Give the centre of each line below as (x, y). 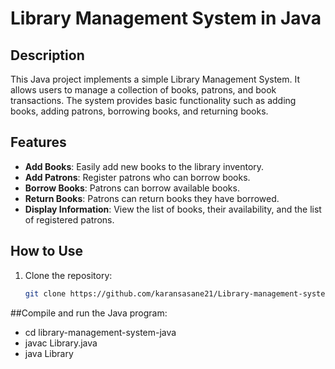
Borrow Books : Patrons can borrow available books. (132, 188)
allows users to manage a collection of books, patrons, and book (143, 90)
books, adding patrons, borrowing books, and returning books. (139, 111)
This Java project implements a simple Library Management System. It (155, 79)
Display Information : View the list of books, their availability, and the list (173, 209)
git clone (45, 293)
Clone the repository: (68, 275)
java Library (49, 353)
